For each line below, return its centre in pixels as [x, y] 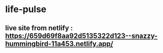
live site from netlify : [39, 28]
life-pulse [26, 9]
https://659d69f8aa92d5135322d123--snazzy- [81, 36]
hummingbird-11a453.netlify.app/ [59, 44]
